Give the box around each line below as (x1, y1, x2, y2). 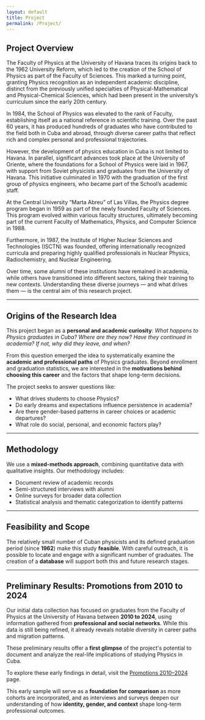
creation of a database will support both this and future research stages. (6, 557, 189, 565)
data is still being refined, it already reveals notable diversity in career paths (6, 626, 197, 633)
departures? (15, 414, 46, 422)
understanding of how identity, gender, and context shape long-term (6, 700, 182, 708)
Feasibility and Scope (6, 522, 90, 532)
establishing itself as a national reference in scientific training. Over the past (6, 117, 197, 124)
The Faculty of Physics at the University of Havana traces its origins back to (6, 59, 197, 67)
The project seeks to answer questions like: (6, 383, 116, 390)
